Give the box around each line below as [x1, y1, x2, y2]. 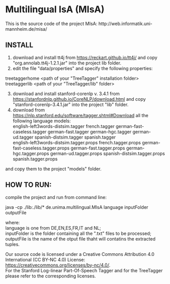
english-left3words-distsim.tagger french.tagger [12, 123, 115, 129]
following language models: [12, 118, 71, 124]
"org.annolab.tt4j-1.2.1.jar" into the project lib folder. [12, 60, 122, 66]
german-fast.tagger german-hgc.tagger [47, 128, 132, 135]
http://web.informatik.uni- [98, 20, 153, 27]
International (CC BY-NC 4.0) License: [5, 256, 85, 263]
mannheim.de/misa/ [5, 26, 47, 32]
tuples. [5, 241, 20, 247]
